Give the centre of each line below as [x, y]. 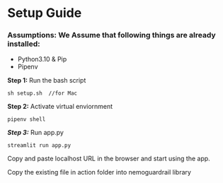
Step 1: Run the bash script [47, 81]
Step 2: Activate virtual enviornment [60, 107]
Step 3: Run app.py [35, 133]
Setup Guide [45, 13]
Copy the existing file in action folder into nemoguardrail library [99, 172]
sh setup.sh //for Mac [42, 93]
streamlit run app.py [39, 146]
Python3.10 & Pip [42, 59]
